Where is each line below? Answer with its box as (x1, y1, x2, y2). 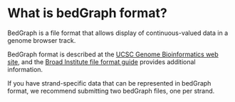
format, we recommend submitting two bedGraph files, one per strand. (7, 86, 215, 95)
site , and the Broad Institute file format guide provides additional (7, 57, 196, 66)
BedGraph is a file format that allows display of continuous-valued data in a (7, 29, 229, 37)
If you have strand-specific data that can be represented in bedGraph (7, 78, 211, 87)
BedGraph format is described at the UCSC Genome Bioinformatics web (7, 50, 219, 58)
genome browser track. (7, 36, 76, 44)
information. (7, 65, 43, 73)
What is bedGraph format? (7, 5, 167, 21)
